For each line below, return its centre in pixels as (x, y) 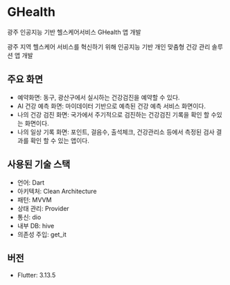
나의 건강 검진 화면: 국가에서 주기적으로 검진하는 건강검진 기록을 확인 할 (113, 114)
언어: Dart (31, 182)
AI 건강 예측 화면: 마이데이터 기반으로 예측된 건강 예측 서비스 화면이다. (112, 106)
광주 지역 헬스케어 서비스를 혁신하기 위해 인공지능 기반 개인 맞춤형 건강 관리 (109, 46)
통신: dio (29, 217)
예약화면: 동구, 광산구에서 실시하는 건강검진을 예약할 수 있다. (98, 97)
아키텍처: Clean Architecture (57, 191)
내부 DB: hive (36, 226)
